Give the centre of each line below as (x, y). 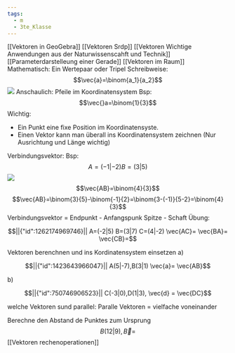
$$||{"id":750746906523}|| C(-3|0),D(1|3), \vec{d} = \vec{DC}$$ (118, 293)
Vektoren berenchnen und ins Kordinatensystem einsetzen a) (95, 253)
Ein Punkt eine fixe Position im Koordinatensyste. (88, 128)
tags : (15, 14)
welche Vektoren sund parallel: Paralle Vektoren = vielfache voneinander (112, 307)
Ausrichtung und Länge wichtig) (64, 142)
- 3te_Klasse (33, 27)
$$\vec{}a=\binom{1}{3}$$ (118, 103)
